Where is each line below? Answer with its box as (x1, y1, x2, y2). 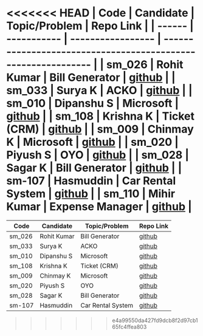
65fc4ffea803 (112, 323, 147, 331)
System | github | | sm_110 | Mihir (6, 187, 175, 201)
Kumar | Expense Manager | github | (6, 200, 193, 214)
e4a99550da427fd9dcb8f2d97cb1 (112, 317, 198, 324)
